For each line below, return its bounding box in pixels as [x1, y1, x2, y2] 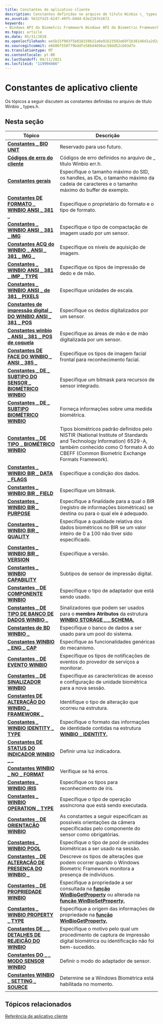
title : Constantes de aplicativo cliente [5, 7, 90, 12]
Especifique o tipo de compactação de [60, 223, 148, 230]
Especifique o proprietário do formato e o [60, 200, 154, 207]
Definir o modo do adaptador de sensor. [60, 957, 151, 964]
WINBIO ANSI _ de [7, 287, 50, 293]
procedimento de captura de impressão [60, 931, 150, 938]
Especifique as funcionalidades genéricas [60, 638, 155, 645]
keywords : [5, 20, 25, 26]
